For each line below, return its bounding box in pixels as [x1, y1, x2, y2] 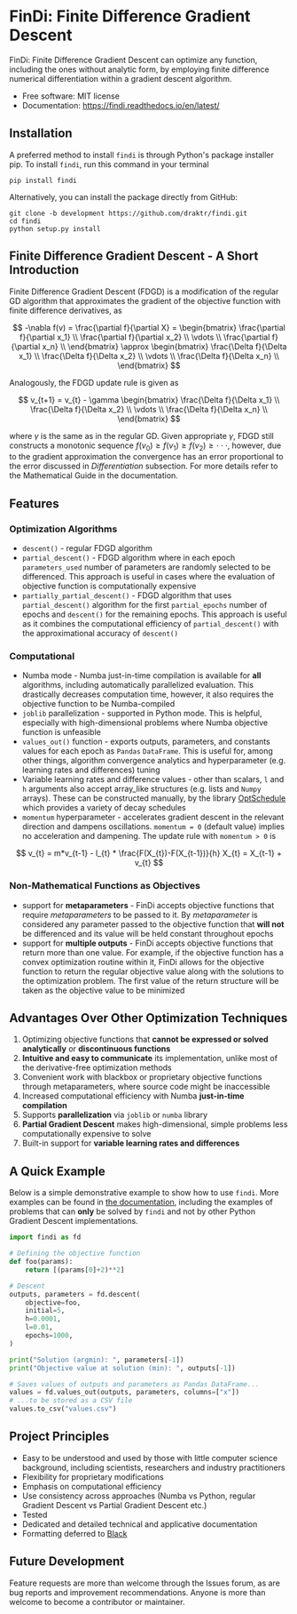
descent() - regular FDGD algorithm [21, 543, 153, 554]
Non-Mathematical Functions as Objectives [9, 880, 201, 892]
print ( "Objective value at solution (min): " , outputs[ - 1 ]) [9, 1363, 237, 1372]
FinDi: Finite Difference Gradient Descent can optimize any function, [9, 54, 258, 65]
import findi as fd [9, 1233, 82, 1242]
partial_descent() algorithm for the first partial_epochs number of [21, 600, 268, 611]
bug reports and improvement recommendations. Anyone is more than [9, 1586, 266, 1597]
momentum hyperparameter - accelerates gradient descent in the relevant [21, 811, 285, 823]
